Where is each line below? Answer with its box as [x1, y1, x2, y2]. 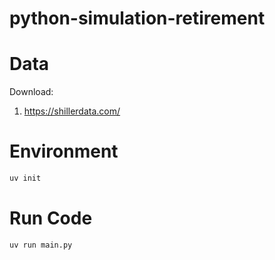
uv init [9, 173, 42, 184]
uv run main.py [9, 240, 73, 250]
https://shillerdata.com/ [23, 105, 121, 117]
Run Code [9, 207, 93, 230]
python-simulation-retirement [9, 7, 266, 30]
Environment [9, 140, 119, 163]
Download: [9, 86, 54, 98]
